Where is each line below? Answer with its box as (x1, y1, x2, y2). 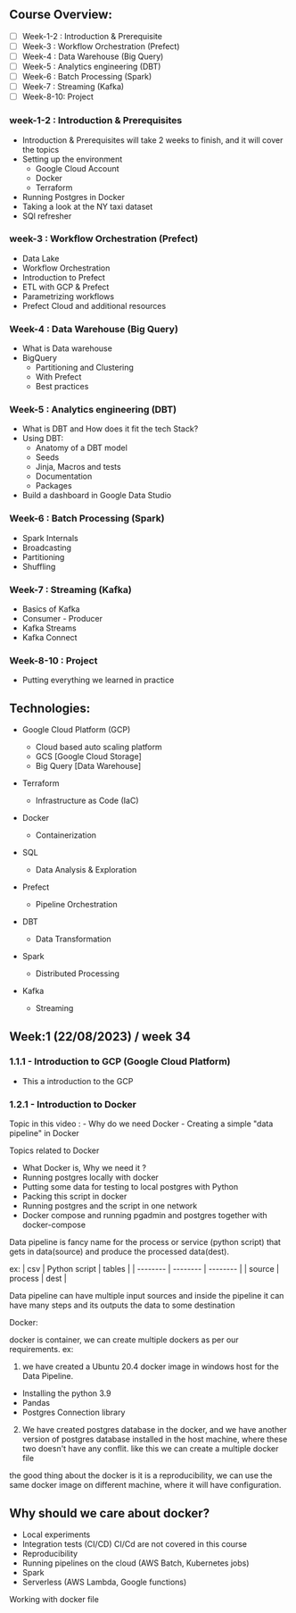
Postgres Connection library (21, 1407, 126, 1418)
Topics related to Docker (9, 1145, 100, 1156)
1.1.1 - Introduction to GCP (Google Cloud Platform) (9, 1056, 231, 1068)
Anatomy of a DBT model (35, 442, 127, 454)
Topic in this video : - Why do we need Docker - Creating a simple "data (9, 1118, 274, 1129)
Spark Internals (21, 532, 78, 543)
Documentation (35, 471, 93, 481)
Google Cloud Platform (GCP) (21, 724, 131, 735)
